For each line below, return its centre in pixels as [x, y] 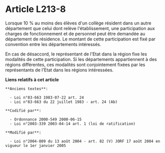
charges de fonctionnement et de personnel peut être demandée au [75, 33]
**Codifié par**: [23, 110]
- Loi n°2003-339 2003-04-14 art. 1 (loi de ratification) [73, 123]
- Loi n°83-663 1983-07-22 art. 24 [47, 97]
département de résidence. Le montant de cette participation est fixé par [80, 39]
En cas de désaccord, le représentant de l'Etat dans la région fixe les [76, 54]
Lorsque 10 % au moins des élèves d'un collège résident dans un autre [78, 23]
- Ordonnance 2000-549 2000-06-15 [46, 119]
